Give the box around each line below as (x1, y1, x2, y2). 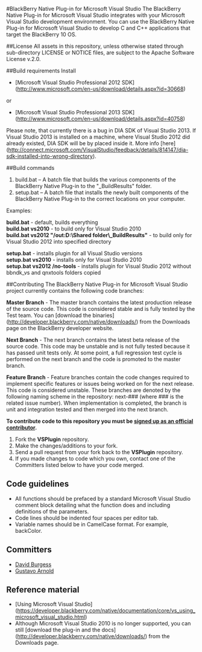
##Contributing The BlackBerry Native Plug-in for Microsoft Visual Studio (6, 281, 188, 288)
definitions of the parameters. (14, 507, 89, 515)
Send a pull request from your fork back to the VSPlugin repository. (14, 449, 183, 455)
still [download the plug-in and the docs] (14, 626, 116, 634)
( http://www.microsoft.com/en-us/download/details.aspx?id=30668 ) (14, 85, 186, 93)
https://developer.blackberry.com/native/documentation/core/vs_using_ (17, 607, 196, 615)
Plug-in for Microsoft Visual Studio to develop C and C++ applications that (6, 24, 191, 31)
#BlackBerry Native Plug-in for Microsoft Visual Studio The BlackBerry (6, 5, 181, 12)
